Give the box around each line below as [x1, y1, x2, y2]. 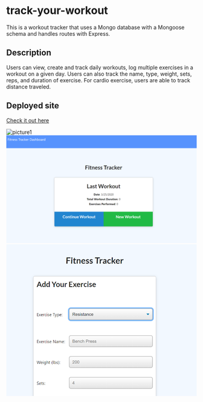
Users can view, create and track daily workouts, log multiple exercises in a [6, 64, 193, 71]
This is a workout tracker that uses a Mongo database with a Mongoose [6, 24, 185, 31]
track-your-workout [6, 4, 109, 18]
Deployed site [6, 100, 59, 111]
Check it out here [6, 116, 50, 124]
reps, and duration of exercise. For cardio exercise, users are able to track [6, 76, 190, 84]
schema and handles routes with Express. [6, 30, 111, 37]
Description [6, 48, 51, 58]
